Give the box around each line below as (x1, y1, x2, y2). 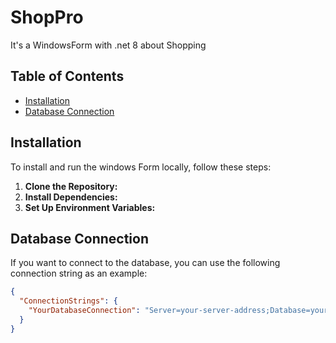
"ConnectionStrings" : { (19, 296, 118, 306)
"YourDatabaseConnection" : (28, 306, 141, 316)
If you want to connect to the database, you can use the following (10, 257, 281, 269)
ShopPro (10, 6, 84, 29)
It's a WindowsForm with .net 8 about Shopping (10, 39, 207, 51)
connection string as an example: (10, 267, 148, 280)
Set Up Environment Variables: (24, 201, 156, 213)
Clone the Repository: (24, 180, 118, 192)
